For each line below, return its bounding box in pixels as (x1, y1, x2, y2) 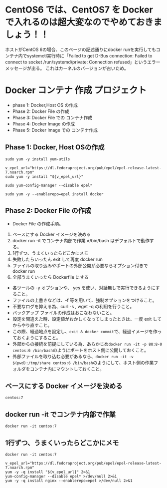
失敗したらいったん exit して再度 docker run (12, 256, 103, 262)
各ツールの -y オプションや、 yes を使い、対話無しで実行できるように (12, 285, 156, 291)
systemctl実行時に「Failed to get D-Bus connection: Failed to (26, 52, 153, 58)
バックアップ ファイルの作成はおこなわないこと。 (12, 310, 115, 316)
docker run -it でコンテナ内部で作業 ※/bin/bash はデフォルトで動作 (12, 237, 150, 243)
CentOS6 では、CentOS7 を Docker (5, 4, 153, 15)
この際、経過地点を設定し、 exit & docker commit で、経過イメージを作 (12, 328, 158, 334)
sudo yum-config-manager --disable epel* (5, 183, 93, 188)
